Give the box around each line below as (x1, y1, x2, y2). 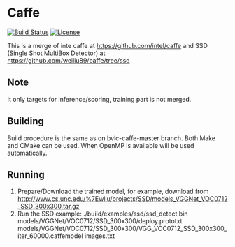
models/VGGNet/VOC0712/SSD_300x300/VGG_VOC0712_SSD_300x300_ (17, 225, 227, 233)
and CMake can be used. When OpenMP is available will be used (7, 141, 194, 149)
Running (7, 169, 45, 181)
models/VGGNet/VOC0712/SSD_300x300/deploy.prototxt (17, 217, 183, 225)
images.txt (84, 232, 115, 240)
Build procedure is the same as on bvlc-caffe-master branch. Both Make (7, 134, 215, 142)
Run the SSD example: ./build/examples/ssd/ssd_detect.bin (17, 209, 188, 218)
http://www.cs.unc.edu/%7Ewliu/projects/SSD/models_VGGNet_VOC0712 (17, 195, 228, 203)
